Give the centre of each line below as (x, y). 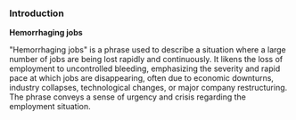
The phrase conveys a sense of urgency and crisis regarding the (128, 97)
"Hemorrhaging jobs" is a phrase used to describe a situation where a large (148, 50)
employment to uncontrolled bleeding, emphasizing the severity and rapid (145, 68)
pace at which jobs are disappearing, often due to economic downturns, (142, 78)
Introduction (37, 13)
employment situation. (50, 107)
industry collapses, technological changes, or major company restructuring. (148, 88)
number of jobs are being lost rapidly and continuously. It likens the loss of (146, 60)
